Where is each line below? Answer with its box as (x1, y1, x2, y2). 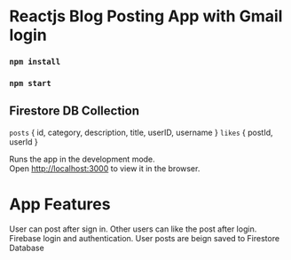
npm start (9, 78, 51, 89)
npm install (9, 57, 61, 67)
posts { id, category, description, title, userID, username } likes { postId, (9, 127, 273, 138)
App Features (9, 194, 111, 215)
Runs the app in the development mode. (9, 154, 155, 164)
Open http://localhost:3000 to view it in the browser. (9, 162, 201, 174)
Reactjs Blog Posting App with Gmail (9, 6, 283, 27)
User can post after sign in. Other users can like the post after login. (9, 224, 257, 234)
